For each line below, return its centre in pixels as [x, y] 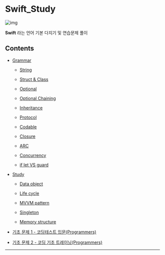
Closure [27, 136]
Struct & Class [34, 79]
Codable [28, 127]
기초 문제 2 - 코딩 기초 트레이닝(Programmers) [57, 242]
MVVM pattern [34, 203]
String [26, 70]
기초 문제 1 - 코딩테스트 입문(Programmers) [54, 232]
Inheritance [31, 108]
